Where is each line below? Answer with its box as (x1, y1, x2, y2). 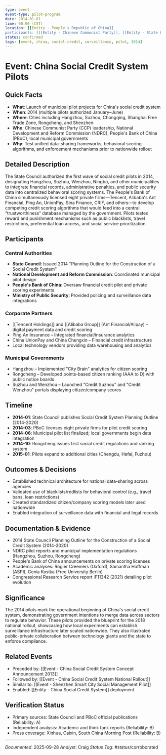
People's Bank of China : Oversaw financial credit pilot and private (12, 282, 147, 288)
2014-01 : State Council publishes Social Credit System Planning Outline (12, 414, 159, 420)
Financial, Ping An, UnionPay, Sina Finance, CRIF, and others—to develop (5, 200, 154, 206)
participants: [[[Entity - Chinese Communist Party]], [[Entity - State (5, 30, 158, 35)
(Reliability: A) (12, 719, 41, 725)
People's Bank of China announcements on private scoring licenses (12, 558, 150, 564)
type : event (5, 7, 30, 12)
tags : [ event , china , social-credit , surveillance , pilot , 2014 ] (5, 40, 143, 44)
